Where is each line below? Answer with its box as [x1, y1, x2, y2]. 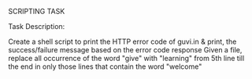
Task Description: [8, 22, 65, 31]
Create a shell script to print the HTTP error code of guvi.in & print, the [8, 37, 237, 46]
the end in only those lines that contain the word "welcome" [8, 62, 202, 71]
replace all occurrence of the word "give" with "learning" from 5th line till [8, 54, 245, 63]
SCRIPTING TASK [8, 7, 65, 16]
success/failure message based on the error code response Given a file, [8, 45, 243, 54]
